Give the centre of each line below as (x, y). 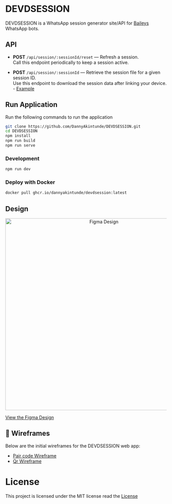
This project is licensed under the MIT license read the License (72, 496)
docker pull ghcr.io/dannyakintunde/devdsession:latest (66, 193)
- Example (24, 89)
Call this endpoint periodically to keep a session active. (71, 62)
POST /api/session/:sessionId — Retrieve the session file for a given (86, 72)
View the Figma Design (30, 418)
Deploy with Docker (30, 182)
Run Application (31, 105)
